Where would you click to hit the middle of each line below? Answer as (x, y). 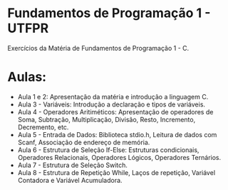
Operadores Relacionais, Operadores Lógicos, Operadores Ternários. (119, 157)
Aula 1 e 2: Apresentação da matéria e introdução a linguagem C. (113, 96)
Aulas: (27, 77)
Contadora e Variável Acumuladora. (70, 180)
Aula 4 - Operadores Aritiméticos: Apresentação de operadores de (115, 111)
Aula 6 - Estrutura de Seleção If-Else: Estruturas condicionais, (108, 150)
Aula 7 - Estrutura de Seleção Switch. (73, 165)
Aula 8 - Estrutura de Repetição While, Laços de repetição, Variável (116, 172)
